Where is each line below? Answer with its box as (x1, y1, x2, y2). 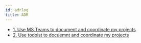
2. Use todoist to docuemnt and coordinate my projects (12, 32, 129, 38)
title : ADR (5, 12, 29, 17)
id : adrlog (5, 7, 29, 13)
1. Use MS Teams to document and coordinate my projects (12, 26, 136, 32)
